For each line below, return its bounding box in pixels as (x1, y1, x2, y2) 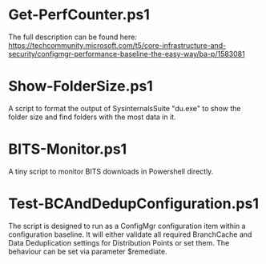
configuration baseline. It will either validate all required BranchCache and (8, 230, 252, 239)
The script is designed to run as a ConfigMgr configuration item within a (8, 221, 246, 230)
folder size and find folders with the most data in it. (8, 112, 176, 122)
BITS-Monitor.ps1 (8, 140, 127, 158)
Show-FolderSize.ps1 (8, 78, 154, 95)
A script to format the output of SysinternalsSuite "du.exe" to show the (8, 103, 241, 113)
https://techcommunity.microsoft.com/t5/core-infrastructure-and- (8, 40, 227, 50)
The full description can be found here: (8, 32, 138, 42)
